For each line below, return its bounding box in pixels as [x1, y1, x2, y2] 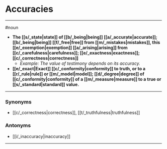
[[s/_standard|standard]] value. [12, 81, 80, 87]
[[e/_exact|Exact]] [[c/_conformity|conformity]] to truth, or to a [12, 65, 146, 71]
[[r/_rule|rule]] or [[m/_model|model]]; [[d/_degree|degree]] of [12, 71, 145, 77]
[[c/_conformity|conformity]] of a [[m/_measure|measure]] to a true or [12, 76, 162, 82]
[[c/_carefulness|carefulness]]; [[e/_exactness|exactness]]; [12, 50, 140, 55]
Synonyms [5, 98, 32, 105]
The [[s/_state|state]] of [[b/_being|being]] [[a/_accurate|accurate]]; [12, 34, 158, 40]
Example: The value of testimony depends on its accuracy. [19, 60, 141, 66]
